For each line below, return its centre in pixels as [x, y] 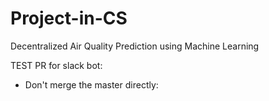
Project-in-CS [69, 18]
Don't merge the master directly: [91, 84]
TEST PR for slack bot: [56, 65]
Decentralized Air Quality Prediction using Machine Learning [135, 46]
